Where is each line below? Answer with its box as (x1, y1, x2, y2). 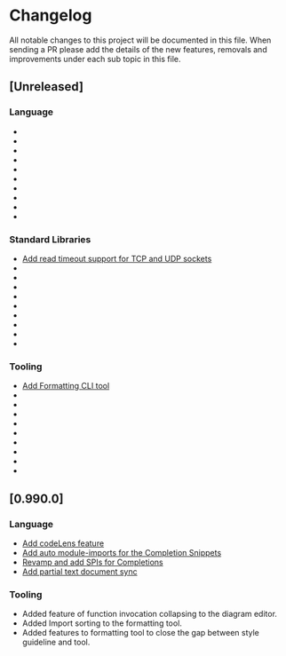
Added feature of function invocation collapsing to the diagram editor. (21, 609, 278, 620)
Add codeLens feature (21, 538, 105, 549)
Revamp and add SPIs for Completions (21, 557, 163, 567)
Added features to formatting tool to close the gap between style (21, 628, 260, 638)
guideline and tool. (21, 636, 91, 648)
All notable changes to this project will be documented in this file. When (9, 35, 272, 45)
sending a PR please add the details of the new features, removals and (9, 43, 268, 54)
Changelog (9, 5, 92, 26)
